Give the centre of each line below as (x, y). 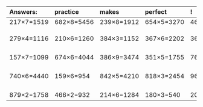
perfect (156, 12)
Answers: (23, 12)
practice (66, 12)
